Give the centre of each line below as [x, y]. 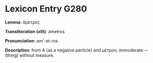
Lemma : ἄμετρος [23, 22]
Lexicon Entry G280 [46, 9]
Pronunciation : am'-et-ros [32, 41]
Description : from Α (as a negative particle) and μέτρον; [61, 50]
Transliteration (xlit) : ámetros [35, 31]
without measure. [37, 55]
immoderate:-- [133, 50]
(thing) [12, 55]
